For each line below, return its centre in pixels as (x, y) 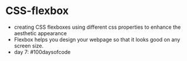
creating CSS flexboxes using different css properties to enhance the (97, 27)
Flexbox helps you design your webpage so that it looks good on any (97, 39)
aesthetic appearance (40, 33)
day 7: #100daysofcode (42, 52)
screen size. (29, 46)
